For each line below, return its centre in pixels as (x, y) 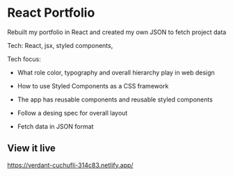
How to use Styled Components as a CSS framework (93, 86)
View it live (31, 149)
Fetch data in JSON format (55, 126)
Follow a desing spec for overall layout (72, 113)
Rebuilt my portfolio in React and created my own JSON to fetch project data (117, 32)
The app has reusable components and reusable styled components (115, 99)
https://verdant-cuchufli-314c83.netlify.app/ (70, 165)
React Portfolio (51, 13)
